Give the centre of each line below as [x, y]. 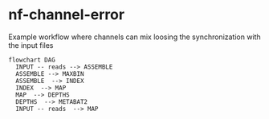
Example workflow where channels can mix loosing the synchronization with [134, 37]
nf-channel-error [67, 15]
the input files [31, 45]
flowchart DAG [32, 60]
